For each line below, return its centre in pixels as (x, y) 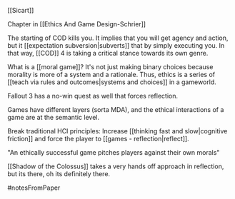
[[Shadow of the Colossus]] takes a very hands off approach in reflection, (116, 166)
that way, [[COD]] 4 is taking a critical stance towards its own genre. (108, 53)
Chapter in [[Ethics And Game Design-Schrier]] (77, 24)
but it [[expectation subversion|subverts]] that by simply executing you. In (116, 45)
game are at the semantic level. (54, 117)
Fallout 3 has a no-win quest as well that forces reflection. (93, 96)
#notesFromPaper (34, 188)
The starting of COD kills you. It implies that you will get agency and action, (118, 38)
